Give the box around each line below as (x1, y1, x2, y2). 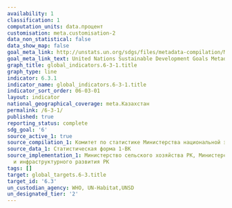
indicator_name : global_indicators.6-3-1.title (7, 81, 147, 88)
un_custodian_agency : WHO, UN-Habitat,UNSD (7, 184, 135, 191)
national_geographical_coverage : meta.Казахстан (7, 101, 150, 107)
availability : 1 (7, 10, 54, 17)
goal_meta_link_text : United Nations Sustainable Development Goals (7, 55, 209, 62)
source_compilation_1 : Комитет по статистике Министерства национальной (7, 139, 221, 146)
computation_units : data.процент (7, 23, 104, 30)
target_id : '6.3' (7, 177, 57, 184)
